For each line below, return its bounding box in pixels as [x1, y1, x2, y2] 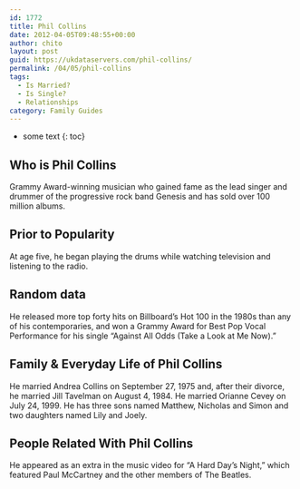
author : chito [9, 38, 63, 48]
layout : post [9, 47, 59, 56]
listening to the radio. [9, 260, 89, 271]
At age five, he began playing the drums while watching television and [9, 250, 271, 261]
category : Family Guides [9, 106, 103, 115]
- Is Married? [17, 81, 71, 90]
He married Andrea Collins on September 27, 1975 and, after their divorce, [9, 380, 285, 391]
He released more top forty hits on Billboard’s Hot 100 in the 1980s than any [9, 310, 292, 322]
